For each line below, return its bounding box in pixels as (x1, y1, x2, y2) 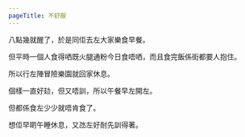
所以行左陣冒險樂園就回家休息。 (8, 69, 114, 79)
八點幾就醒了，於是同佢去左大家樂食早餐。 (8, 34, 150, 44)
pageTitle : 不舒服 (8, 11, 67, 20)
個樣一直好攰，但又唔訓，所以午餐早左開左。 (8, 86, 157, 95)
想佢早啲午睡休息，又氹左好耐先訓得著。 (8, 119, 143, 129)
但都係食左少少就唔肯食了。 (8, 103, 101, 112)
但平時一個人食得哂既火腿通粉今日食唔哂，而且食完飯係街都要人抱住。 (8, 51, 242, 61)
